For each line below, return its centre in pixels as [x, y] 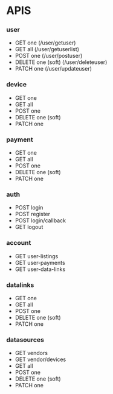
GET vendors [31, 353]
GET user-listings [37, 256]
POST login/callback [40, 220]
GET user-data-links [40, 269]
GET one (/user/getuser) [45, 43]
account [19, 243]
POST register [32, 214]
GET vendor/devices [40, 359]
